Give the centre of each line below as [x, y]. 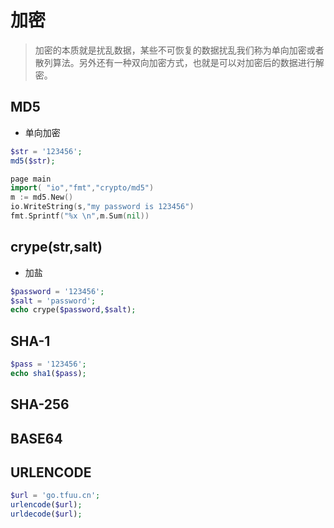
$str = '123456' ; [46, 151]
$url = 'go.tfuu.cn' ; [55, 496]
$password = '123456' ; [57, 291]
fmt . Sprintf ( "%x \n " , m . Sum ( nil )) [80, 216]
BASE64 [36, 438]
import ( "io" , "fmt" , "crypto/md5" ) [82, 188]
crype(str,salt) [56, 247]
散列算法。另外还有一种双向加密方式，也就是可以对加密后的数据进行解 [179, 62]
